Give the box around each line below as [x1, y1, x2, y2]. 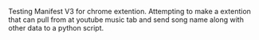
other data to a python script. [8, 24, 104, 32]
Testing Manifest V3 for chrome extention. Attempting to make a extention [8, 7, 251, 16]
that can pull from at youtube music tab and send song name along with [8, 15, 245, 24]
